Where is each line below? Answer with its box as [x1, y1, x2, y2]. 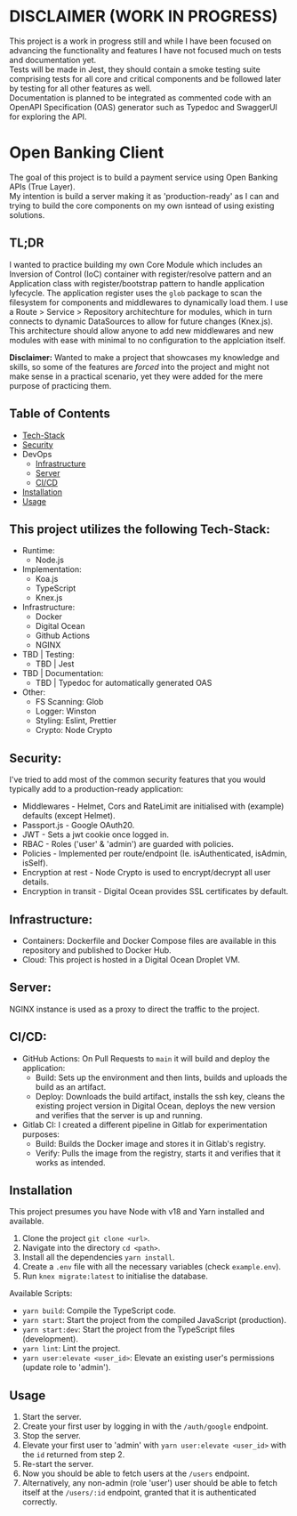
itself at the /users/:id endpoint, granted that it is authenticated [21, 1488, 257, 1498]
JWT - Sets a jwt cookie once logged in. [21, 829, 170, 840]
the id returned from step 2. [21, 1449, 125, 1460]
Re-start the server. [21, 1459, 94, 1470]
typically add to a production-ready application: [9, 784, 184, 794]
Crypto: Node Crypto [35, 725, 113, 736]
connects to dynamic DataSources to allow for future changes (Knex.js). [9, 316, 274, 327]
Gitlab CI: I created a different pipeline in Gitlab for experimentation [21, 1119, 269, 1130]
